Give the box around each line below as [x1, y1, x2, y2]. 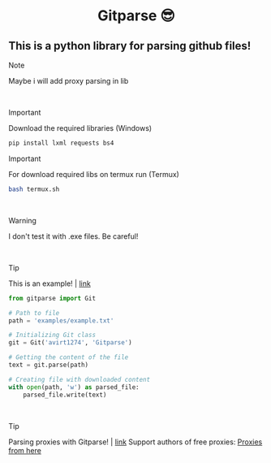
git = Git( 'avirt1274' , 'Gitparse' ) [8, 339, 132, 347]
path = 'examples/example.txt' [8, 316, 114, 325]
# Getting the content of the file [8, 353, 129, 361]
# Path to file [8, 309, 60, 317]
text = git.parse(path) [8, 361, 89, 369]
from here [8, 445, 42, 455]
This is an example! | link [8, 279, 91, 288]
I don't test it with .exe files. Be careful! [8, 231, 139, 241]
